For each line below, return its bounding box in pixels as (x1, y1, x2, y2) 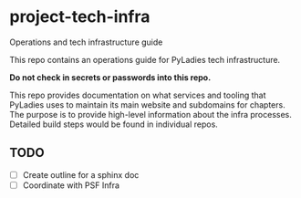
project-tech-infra (9, 6, 150, 27)
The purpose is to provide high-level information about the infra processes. (9, 109, 292, 120)
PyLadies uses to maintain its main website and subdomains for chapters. (9, 99, 285, 110)
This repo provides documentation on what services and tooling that (9, 89, 266, 100)
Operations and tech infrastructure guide (9, 36, 163, 47)
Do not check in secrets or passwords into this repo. (9, 71, 212, 83)
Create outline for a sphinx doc (22, 169, 140, 180)
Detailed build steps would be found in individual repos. (9, 119, 219, 130)
